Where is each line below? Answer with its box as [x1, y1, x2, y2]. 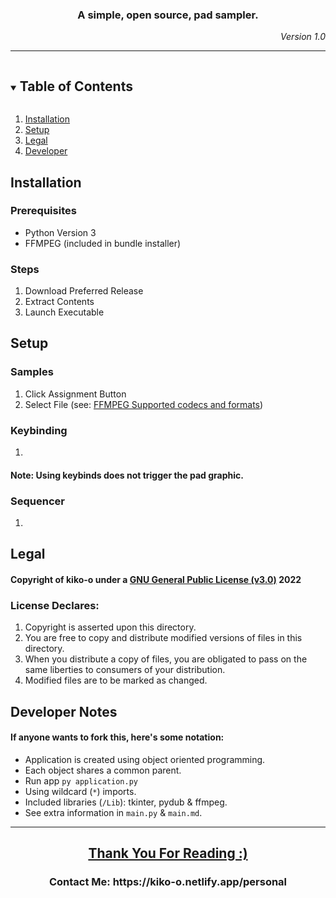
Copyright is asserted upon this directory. [24, 621, 197, 633]
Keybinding [10, 423, 68, 437]
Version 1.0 [280, 31, 326, 43]
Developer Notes [10, 703, 118, 720]
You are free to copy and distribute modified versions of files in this [24, 632, 303, 644]
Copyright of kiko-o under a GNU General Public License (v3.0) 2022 [10, 573, 302, 585]
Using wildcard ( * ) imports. [24, 785, 137, 797]
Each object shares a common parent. [24, 764, 182, 776]
